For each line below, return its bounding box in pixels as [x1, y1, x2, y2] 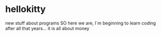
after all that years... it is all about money [5, 25, 90, 31]
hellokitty [5, 3, 46, 15]
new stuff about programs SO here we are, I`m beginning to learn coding [5, 20, 156, 26]
